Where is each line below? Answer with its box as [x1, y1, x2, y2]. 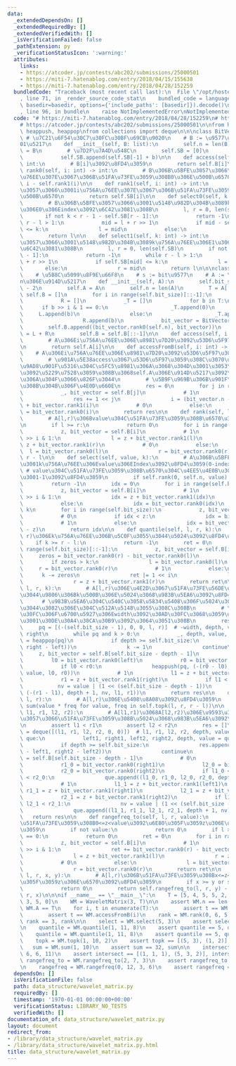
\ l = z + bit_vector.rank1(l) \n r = [20, 853, 225, 860]
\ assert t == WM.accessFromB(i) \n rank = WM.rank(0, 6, [20, 911, 221, 919]
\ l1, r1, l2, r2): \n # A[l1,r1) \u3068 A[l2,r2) [20, 709, 184, 716]
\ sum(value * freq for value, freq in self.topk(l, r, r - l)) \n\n [20, 702, 225, 709]
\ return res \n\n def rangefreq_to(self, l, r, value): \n [20, 813, 209, 820]
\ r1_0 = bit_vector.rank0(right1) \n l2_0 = [20, 761, 221, 768]
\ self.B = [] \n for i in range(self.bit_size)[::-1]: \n [20, 291, 212, 298]
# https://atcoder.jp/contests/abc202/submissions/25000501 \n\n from [20, 121, 225, 129]
